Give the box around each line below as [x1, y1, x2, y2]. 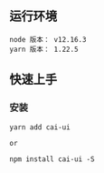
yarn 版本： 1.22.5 [9, 45, 79, 54]
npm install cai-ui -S [9, 154, 95, 164]
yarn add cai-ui [9, 122, 71, 132]
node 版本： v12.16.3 [9, 35, 87, 44]
